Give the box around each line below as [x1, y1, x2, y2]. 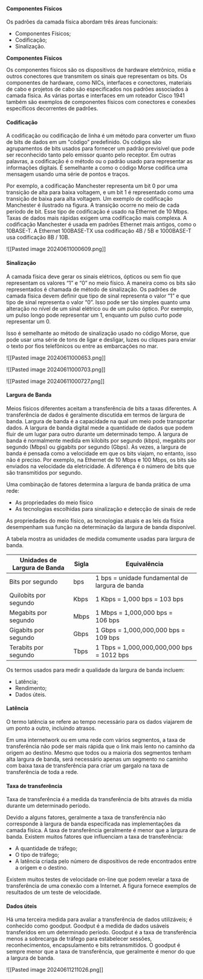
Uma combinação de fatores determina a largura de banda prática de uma [6, 481, 191, 488]
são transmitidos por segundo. [6, 469, 83, 476]
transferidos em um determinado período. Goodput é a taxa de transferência [6, 929, 197, 936]
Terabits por [9, 643, 44, 651]
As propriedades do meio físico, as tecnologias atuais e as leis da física [6, 517, 184, 524]
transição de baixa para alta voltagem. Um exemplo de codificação [6, 195, 173, 203]
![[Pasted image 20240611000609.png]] [6, 246, 106, 253]
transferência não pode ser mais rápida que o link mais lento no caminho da [6, 743, 195, 750]
